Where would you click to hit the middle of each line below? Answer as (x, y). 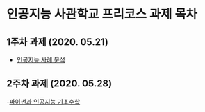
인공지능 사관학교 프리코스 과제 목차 (102, 14)
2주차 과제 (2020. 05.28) (59, 84)
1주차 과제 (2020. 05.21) (58, 42)
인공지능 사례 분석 (41, 60)
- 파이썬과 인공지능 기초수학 (43, 102)
